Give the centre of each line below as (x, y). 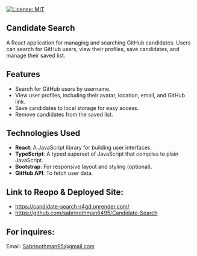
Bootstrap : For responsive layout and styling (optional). (83, 167)
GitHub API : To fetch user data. (54, 173)
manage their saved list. (36, 55)
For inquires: (31, 232)
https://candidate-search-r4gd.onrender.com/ (72, 207)
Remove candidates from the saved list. (64, 114)
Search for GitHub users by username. (63, 89)
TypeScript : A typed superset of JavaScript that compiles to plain (97, 154)
